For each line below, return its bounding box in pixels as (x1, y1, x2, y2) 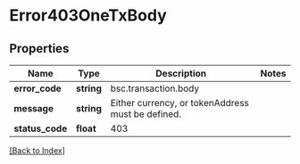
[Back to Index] (9, 145, 65, 156)
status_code (13, 122, 68, 135)
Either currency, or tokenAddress (110, 97, 250, 109)
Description (155, 68, 207, 79)
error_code (13, 82, 62, 94)
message (13, 102, 54, 114)
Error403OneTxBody (9, 5, 167, 26)
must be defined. (110, 108, 181, 120)
